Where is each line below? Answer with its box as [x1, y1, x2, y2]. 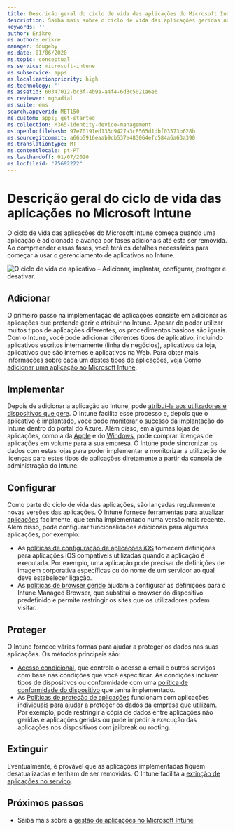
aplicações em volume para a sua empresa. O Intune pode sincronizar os [7, 439, 218, 447]
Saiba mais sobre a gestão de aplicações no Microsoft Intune [17, 816, 194, 824]
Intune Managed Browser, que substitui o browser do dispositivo [17, 588, 204, 597]
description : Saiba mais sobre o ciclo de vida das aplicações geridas [7, 17, 220, 24]
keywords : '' [7, 23, 45, 30]
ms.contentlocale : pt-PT [7, 147, 80, 154]
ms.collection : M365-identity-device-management [7, 121, 152, 128]
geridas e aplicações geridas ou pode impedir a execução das [17, 715, 197, 724]
